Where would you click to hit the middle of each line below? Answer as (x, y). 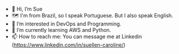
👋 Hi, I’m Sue (27, 9)
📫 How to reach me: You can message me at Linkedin (77, 37)
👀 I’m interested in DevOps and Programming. (66, 24)
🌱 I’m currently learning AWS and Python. (61, 30)
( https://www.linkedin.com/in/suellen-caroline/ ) (69, 45)
